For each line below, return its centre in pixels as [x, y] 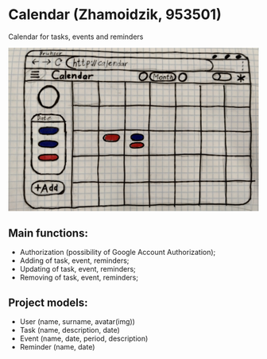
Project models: [48, 302]
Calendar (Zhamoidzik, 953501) [115, 15]
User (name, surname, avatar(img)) [77, 322]
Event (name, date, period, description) [84, 338]
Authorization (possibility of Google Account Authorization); [118, 253]
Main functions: [48, 233]
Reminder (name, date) [57, 347]
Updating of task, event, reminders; [78, 269]
